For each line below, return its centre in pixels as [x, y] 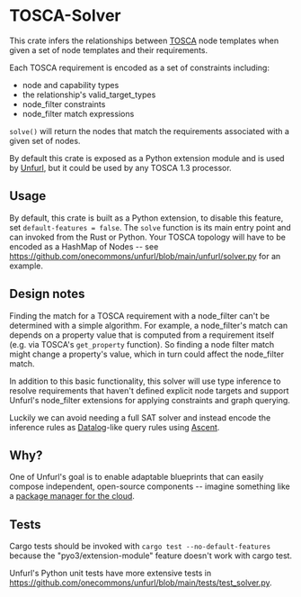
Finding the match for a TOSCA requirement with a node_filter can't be [140, 315]
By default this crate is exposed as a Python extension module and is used [147, 158]
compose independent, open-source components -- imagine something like [150, 486]
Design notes [47, 294]
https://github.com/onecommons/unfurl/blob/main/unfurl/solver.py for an [145, 256]
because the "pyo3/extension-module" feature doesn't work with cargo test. [151, 556]
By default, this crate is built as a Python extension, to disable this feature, [146, 218]
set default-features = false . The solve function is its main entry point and [150, 227]
